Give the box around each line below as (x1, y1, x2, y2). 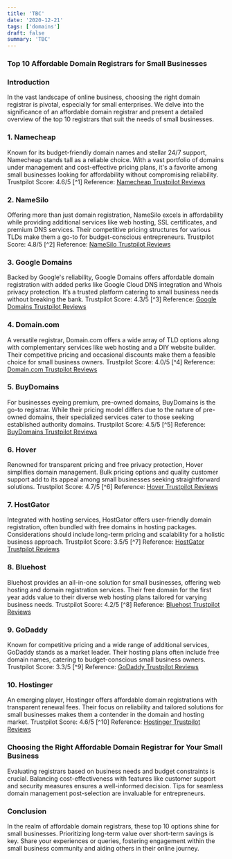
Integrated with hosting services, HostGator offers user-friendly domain (7, 515, 212, 524)
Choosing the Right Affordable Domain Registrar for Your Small (7, 743, 223, 752)
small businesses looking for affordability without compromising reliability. (7, 170, 219, 179)
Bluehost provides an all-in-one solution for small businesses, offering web (7, 578, 222, 586)
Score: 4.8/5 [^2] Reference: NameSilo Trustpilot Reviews (7, 240, 171, 248)
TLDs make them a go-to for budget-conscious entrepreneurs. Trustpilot (7, 233, 215, 241)
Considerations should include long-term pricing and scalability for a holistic (7, 531, 225, 539)
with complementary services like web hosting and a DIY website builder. (7, 343, 216, 351)
